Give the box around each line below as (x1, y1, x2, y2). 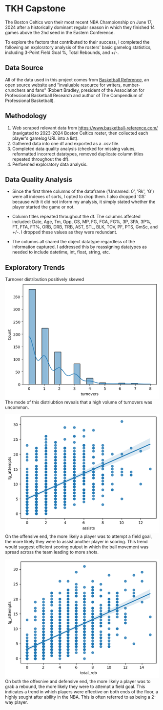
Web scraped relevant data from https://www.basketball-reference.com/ (12, 125, 158, 130)
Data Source (5, 64, 43, 72)
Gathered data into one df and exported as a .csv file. (12, 140, 120, 146)
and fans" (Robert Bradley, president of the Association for (26, 87, 145, 93)
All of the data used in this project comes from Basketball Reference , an (5, 76, 149, 82)
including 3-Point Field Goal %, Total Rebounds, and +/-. (5, 50, 119, 55)
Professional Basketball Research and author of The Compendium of (5, 92, 143, 98)
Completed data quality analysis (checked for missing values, (12, 146, 136, 152)
